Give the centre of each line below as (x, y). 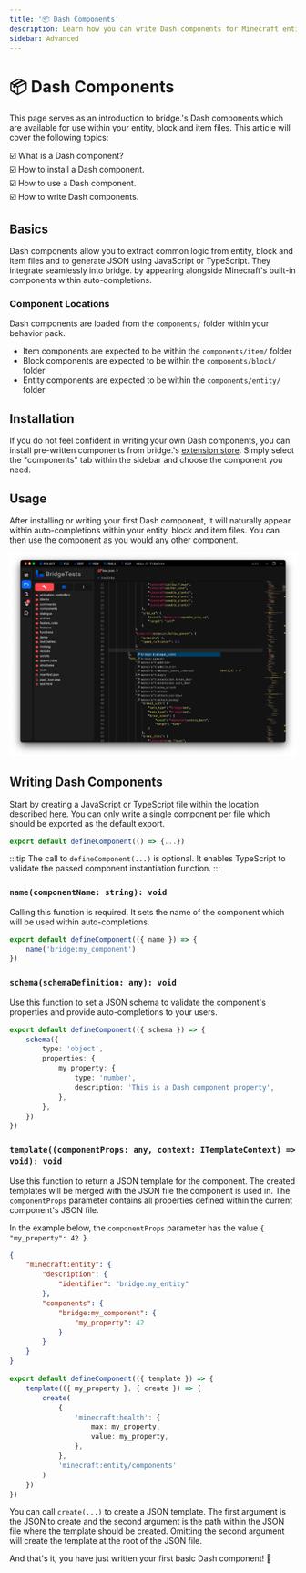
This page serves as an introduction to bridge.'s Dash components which (147, 118)
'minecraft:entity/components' (117, 1465)
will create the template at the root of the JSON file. (106, 1541)
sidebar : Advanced (44, 38)
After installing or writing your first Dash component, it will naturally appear (150, 521)
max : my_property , (126, 1427)
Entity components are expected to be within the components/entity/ (152, 380)
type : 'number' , (105, 1078)
